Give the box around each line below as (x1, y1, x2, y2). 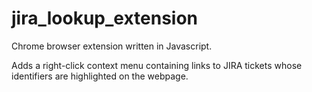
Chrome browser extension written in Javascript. (11, 40, 213, 52)
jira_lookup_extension (11, 7, 199, 30)
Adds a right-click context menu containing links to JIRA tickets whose (11, 59, 303, 71)
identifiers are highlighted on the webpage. (11, 70, 189, 82)
